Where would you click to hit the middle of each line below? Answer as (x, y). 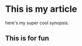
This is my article (41, 9)
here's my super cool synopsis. (37, 23)
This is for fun (27, 38)
